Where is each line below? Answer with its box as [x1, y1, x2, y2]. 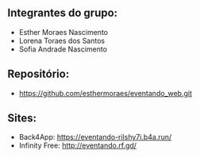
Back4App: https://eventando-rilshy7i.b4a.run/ [18, 133, 172, 142]
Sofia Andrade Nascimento [18, 44, 108, 54]
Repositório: [7, 67, 70, 81]
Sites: [7, 111, 37, 125]
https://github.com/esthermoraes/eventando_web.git [18, 88, 192, 98]
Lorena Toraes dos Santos [18, 36, 105, 45]
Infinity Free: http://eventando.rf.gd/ [18, 141, 137, 150]
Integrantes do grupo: [7, 6, 118, 20]
